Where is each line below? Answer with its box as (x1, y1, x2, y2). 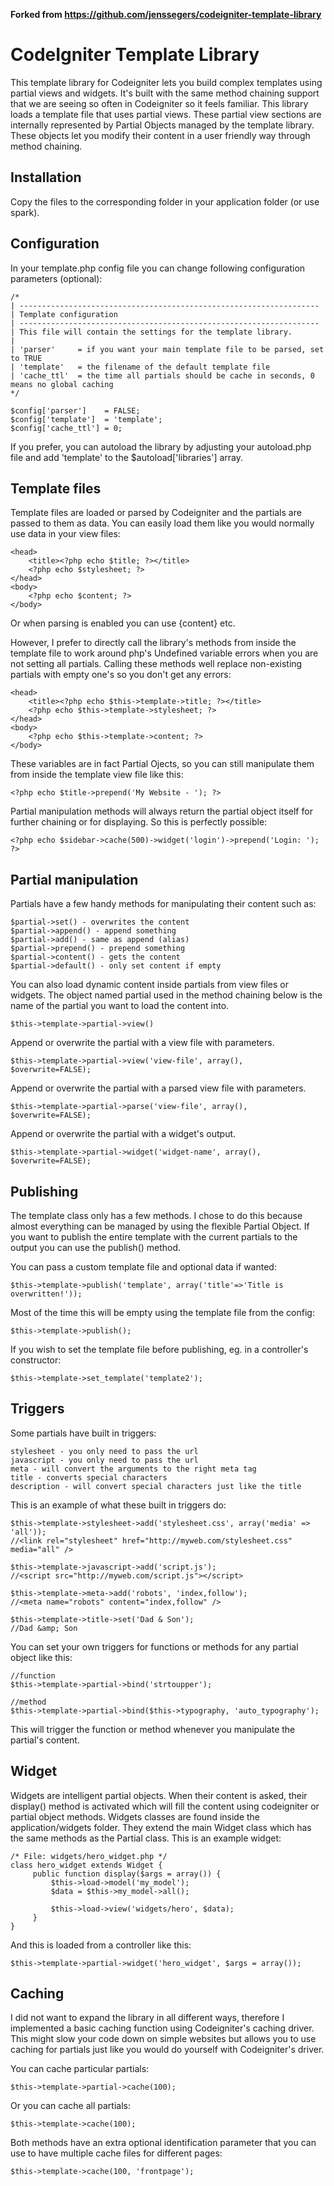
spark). (10, 206, 40, 218)
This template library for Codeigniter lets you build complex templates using (10, 76, 323, 88)
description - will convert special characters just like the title (10, 1481, 302, 1491)
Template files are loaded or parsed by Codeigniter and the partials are (10, 507, 302, 519)
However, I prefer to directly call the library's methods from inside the (10, 637, 297, 649)
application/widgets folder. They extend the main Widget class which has (10, 1821, 312, 1833)
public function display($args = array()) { (32, 1869, 222, 1879)
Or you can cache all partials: (10, 2100, 131, 2112)
